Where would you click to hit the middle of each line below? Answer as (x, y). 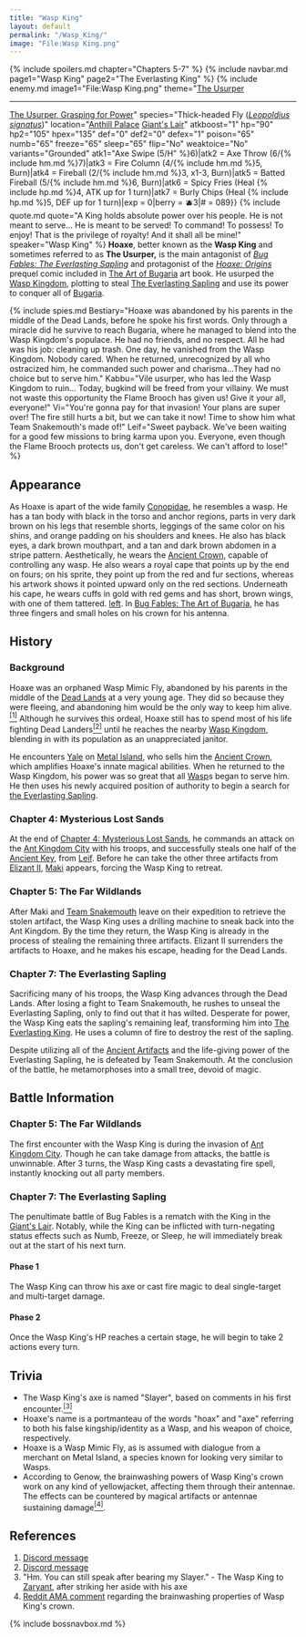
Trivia (26, 1376)
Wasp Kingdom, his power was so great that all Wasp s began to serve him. (149, 777)
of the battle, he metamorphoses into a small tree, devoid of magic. (135, 1069)
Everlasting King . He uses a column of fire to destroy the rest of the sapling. (152, 1032)
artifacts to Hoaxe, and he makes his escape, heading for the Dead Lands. (148, 950)
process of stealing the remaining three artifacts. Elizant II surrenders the (147, 941)
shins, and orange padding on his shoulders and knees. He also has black (148, 536)
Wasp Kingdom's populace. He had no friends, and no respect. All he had (147, 340)
